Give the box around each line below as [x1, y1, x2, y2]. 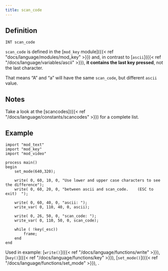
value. [5, 80, 18, 87]
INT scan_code [5, 40, 36, 45]
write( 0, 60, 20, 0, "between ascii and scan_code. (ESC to [14, 187, 154, 192]
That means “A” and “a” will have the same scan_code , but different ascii [5, 75, 157, 81]
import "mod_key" [5, 147, 42, 152]
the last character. [5, 65, 43, 71]
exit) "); [5, 192, 29, 197]
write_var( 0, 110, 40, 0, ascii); [14, 205, 90, 210]
